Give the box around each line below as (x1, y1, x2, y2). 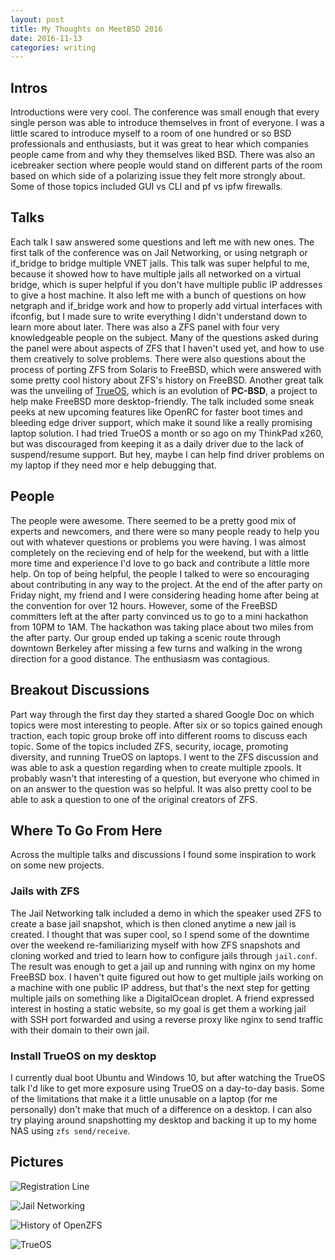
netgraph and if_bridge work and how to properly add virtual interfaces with (10, 299, 323, 311)
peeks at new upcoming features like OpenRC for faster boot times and (10, 406, 303, 418)
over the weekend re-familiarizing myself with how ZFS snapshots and (10, 939, 301, 951)
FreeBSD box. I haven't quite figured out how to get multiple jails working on (10, 971, 324, 983)
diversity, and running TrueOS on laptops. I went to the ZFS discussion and (10, 751, 319, 763)
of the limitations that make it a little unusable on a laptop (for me (10, 1092, 278, 1105)
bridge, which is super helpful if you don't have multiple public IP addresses (10, 278, 323, 290)
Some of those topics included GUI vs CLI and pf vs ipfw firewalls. (10, 181, 283, 193)
